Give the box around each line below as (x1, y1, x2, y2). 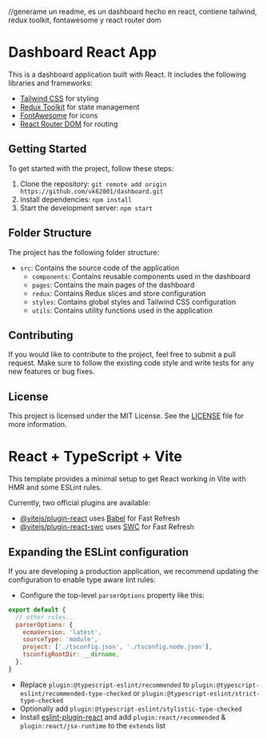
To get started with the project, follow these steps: (8, 163, 174, 173)
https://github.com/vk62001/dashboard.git (19, 187, 164, 195)
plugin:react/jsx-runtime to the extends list (19, 720, 166, 730)
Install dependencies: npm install (19, 194, 132, 204)
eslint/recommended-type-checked (19, 689, 132, 698)
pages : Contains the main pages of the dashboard (31, 280, 195, 289)
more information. (8, 420, 67, 429)
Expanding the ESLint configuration (8, 545, 189, 559)
